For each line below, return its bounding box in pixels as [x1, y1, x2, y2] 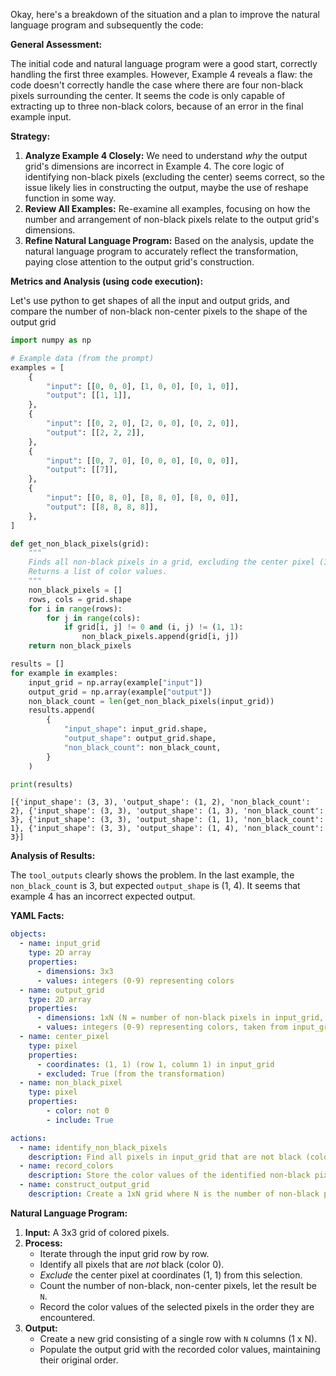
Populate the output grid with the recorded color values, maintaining [39, 1343, 321, 1355]
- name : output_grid [19, 985, 105, 995]
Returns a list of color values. [28, 567, 168, 577]
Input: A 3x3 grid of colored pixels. [24, 1226, 170, 1238]
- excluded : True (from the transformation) [36, 1069, 226, 1079]
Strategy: [10, 130, 51, 142]
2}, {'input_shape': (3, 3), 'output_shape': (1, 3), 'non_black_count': [10, 806, 325, 816]
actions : [10, 1133, 47, 1143]
